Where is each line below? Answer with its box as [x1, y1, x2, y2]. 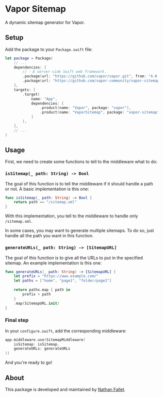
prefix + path [22, 292, 51, 297]
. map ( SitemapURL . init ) [14, 301, 60, 306]
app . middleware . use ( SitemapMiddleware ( [5, 337, 86, 342]
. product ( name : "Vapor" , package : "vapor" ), [39, 105, 131, 110]
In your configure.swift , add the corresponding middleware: [5, 328, 127, 333]
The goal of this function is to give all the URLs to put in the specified [5, 255, 143, 261]
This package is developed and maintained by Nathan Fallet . [5, 387, 126, 393]
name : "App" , [31, 96, 57, 101]
